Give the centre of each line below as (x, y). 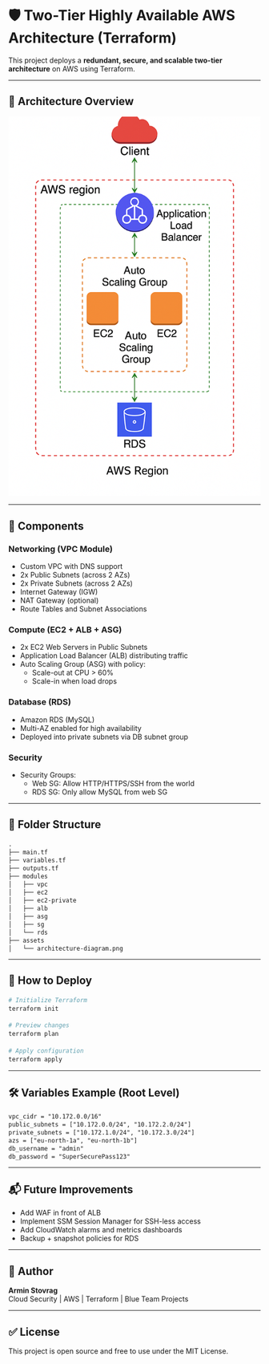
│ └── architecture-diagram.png (66, 948)
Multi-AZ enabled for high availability (80, 728)
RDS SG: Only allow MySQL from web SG (100, 792)
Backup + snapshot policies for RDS (79, 1238)
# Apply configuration (46, 1051)
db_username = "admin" (46, 1148)
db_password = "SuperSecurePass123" (69, 1156)
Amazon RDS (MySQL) (57, 720)
